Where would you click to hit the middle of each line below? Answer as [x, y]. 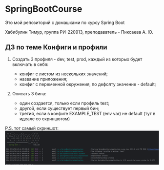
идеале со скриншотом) [45, 119]
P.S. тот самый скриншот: [32, 128]
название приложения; [43, 79]
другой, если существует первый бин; [59, 108]
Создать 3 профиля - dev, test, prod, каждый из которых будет [77, 59]
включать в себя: [30, 64]
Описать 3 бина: [29, 93]
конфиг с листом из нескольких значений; [63, 74]
